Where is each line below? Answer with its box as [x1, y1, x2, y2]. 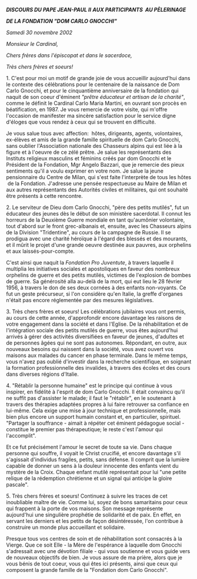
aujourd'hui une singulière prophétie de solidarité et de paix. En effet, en [6, 511, 181, 518]
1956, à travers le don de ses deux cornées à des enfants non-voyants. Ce [6, 284, 186, 291]
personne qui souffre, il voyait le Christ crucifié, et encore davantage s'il [6, 450, 181, 456]
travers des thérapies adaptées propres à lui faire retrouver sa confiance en [6, 401, 189, 408]
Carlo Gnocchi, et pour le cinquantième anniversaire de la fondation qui [6, 87, 179, 94]
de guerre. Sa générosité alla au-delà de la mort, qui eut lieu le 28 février [6, 278, 182, 284]
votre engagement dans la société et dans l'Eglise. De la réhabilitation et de [6, 320, 189, 327]
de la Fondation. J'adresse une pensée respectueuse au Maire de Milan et [7, 180, 187, 187]
